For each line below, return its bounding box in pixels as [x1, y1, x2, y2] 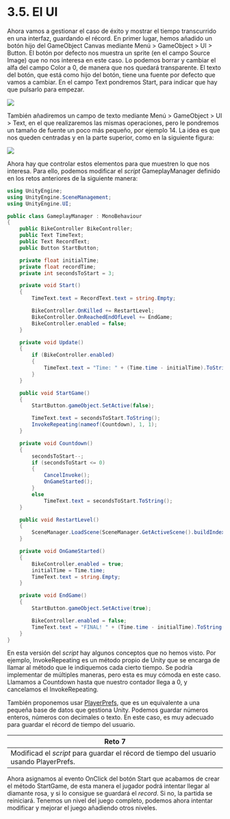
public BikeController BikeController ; [19, 225, 133, 232]
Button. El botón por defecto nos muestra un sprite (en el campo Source [7, 49, 210, 57]
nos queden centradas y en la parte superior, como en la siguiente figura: [7, 133, 214, 142]
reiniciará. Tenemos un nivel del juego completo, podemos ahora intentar [7, 796, 214, 805]
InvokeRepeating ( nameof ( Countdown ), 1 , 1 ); [31, 421, 157, 428]
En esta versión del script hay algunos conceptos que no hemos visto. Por [7, 649, 216, 657]
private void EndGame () [19, 592, 88, 599]
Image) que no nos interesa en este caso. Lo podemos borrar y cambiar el [7, 56, 216, 64]
